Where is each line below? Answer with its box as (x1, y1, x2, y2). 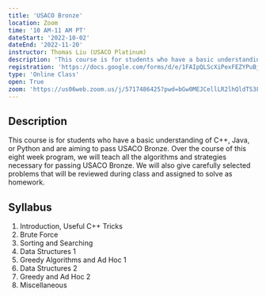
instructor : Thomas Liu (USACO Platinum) (8, 48, 147, 56)
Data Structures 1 (19, 247, 77, 256)
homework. (8, 177, 45, 187)
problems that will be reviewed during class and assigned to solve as (8, 169, 233, 179)
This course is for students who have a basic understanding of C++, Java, (8, 135, 250, 145)
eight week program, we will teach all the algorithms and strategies (8, 152, 227, 162)
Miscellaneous (19, 280, 67, 290)
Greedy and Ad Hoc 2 (19, 272, 91, 281)
